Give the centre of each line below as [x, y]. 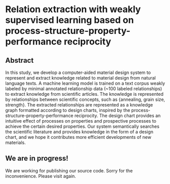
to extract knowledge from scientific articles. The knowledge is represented [84, 94]
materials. [16, 142]
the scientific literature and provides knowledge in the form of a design [79, 132]
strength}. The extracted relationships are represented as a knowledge [79, 105]
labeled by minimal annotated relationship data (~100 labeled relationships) [84, 89]
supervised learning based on [70, 20]
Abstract [20, 60]
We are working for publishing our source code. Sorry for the [69, 170]
